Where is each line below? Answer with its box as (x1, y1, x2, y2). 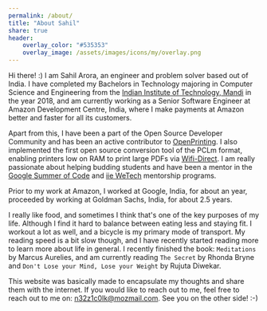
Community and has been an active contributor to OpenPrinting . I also (8, 137, 238, 146)
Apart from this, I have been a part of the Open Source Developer (8, 128, 223, 138)
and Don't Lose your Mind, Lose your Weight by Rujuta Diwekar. (8, 261, 222, 270)
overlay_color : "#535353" (22, 41, 109, 49)
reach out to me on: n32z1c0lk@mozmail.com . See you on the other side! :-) (8, 293, 259, 303)
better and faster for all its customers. (8, 113, 132, 122)
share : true (8, 26, 48, 34)
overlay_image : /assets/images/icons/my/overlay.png (22, 49, 202, 57)
